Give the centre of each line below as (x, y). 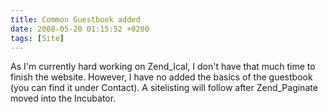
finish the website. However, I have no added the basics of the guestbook (161, 77)
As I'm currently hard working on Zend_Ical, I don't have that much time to (163, 67)
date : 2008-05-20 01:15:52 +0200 (80, 29)
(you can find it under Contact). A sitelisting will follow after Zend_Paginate (164, 88)
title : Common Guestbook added (75, 19)
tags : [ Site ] (37, 38)
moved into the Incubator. (63, 98)
